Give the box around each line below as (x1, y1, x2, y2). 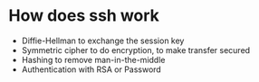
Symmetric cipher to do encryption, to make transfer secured (21, 44, 251, 55)
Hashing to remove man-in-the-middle (21, 54, 166, 65)
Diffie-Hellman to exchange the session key (21, 35, 185, 46)
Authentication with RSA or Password (21, 64, 162, 75)
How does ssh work (8, 5, 160, 26)
